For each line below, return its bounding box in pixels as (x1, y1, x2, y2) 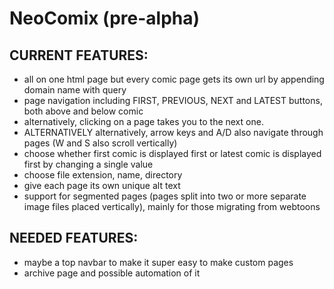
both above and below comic (23, 105, 144, 117)
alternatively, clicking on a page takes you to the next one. (23, 116, 264, 127)
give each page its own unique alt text (23, 180, 181, 191)
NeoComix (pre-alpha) (9, 7, 201, 30)
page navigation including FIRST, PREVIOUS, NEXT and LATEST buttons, (23, 95, 323, 106)
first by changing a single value (23, 158, 154, 170)
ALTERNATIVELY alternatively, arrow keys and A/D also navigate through (23, 127, 324, 138)
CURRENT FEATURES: (9, 47, 149, 64)
